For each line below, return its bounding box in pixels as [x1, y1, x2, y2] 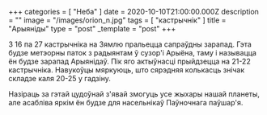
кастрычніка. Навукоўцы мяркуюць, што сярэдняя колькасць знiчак [8, 65, 245, 75]
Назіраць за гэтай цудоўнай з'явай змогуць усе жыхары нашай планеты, [8, 89, 261, 99]
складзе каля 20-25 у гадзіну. [8, 74, 111, 83]
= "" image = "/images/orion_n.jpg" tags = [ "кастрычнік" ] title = [8, 15, 227, 25]
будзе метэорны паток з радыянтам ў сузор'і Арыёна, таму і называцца [8, 48, 257, 57]
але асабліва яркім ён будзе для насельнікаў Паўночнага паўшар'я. [8, 98, 244, 107]
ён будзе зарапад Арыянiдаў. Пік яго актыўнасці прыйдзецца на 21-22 [8, 56, 251, 66]
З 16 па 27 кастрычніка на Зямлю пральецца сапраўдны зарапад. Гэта [8, 39, 252, 49]
